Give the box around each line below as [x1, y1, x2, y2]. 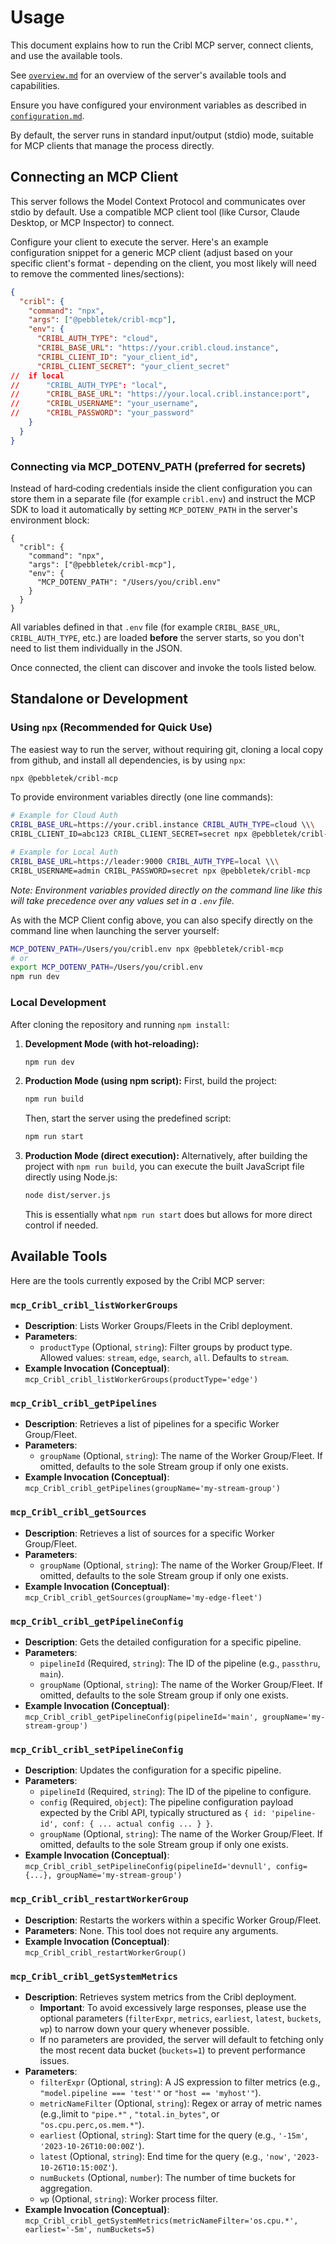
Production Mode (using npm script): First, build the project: [24, 1075, 277, 1087]
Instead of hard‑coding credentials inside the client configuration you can [10, 482, 313, 494]
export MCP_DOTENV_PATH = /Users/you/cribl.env [10, 962, 203, 973]
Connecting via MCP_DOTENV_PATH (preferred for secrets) [10, 459, 307, 473]
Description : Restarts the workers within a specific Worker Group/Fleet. [24, 1914, 322, 1926]
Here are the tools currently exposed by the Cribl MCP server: [10, 1274, 266, 1286]
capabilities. [10, 79, 60, 91]
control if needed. [24, 1219, 99, 1231]
